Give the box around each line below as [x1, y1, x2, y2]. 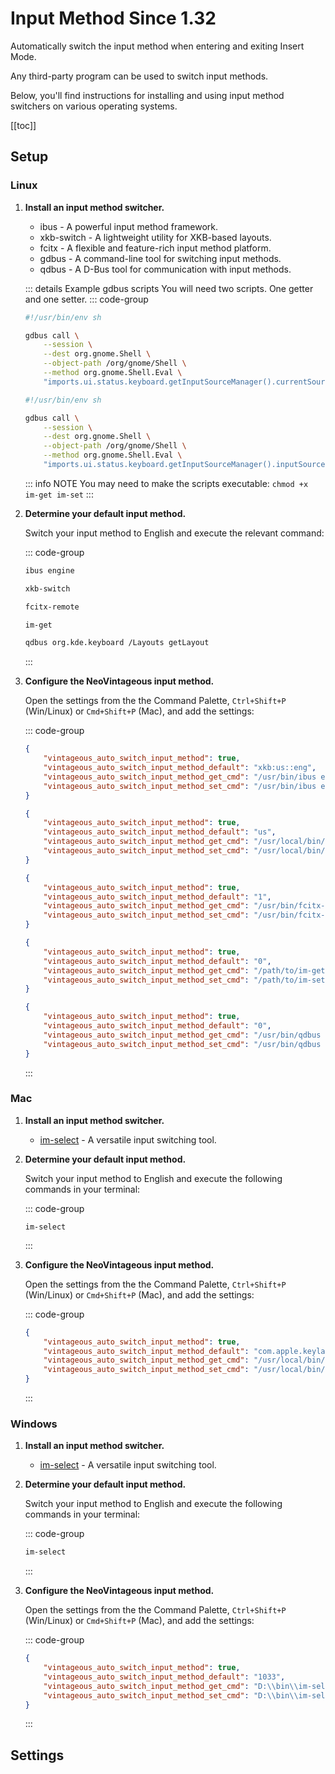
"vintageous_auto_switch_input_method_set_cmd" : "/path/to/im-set [43, 975, 326, 985]
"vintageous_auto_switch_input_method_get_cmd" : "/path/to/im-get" [43, 965, 330, 976]
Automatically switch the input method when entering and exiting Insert [10, 40, 305, 52]
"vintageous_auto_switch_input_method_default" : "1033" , [43, 1672, 286, 1682]
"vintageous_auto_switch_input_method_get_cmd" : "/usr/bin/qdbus [43, 1030, 322, 1040]
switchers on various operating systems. [10, 100, 178, 112]
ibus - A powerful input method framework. [39, 220, 219, 232]
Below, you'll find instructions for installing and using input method [10, 89, 285, 101]
